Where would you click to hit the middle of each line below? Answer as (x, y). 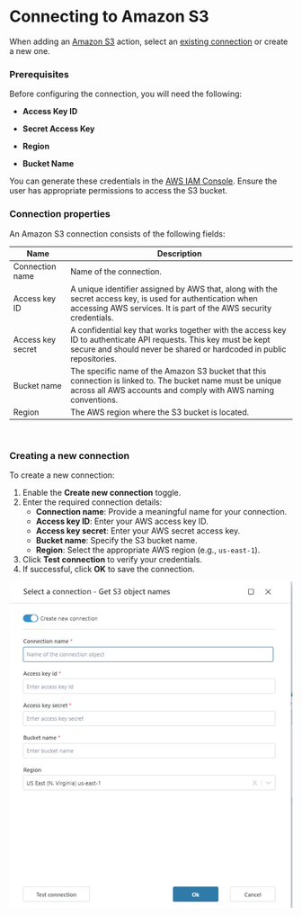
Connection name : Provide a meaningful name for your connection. (161, 512)
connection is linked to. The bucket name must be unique (176, 381)
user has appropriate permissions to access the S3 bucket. (118, 191)
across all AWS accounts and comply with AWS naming (172, 391)
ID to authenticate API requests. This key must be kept (170, 339)
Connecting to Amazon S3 (109, 17)
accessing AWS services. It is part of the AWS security (171, 308)
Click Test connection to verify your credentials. (112, 560)
